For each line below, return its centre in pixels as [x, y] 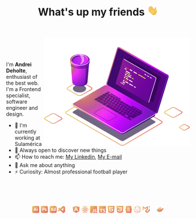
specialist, [18, 96]
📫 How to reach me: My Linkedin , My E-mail [68, 157]
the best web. [22, 83]
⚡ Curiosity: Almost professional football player [71, 172]
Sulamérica [28, 144]
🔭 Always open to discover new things [60, 150]
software [17, 102]
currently [25, 132]
